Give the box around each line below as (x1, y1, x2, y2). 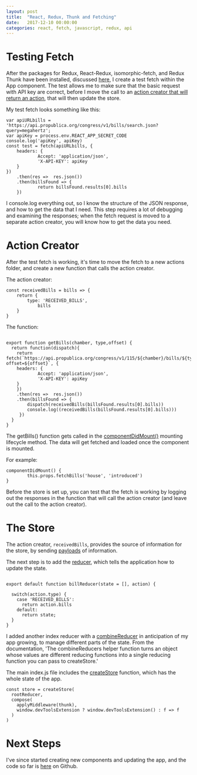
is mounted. (6, 445, 35, 452)
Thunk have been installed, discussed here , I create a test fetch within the (6, 76, 185, 83)
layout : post (6, 8, 38, 15)
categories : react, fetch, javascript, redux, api (6, 25, 133, 31)
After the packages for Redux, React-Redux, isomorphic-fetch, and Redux (6, 70, 185, 77)
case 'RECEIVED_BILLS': (16, 597, 75, 603)
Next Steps (6, 737, 62, 750)
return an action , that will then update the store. (6, 95, 121, 102)
